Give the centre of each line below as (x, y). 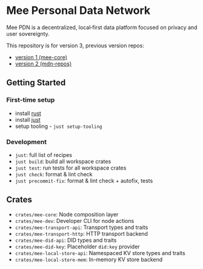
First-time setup (31, 100)
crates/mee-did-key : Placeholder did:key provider (78, 247)
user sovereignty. (28, 33)
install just (28, 119)
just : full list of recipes (44, 154)
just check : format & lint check (54, 174)
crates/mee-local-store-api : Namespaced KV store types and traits (100, 253)
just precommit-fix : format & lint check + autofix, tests (84, 181)
